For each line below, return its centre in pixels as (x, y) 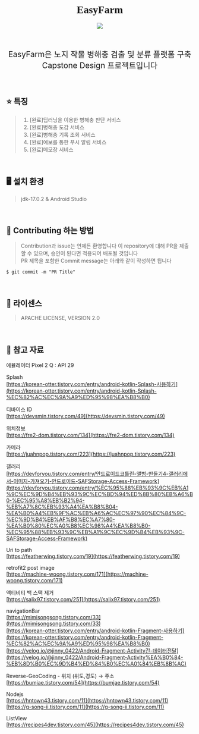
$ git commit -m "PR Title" (41, 272)
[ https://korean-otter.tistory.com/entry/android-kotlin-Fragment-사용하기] (95, 631)
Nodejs (15, 694)
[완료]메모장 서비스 (51, 149)
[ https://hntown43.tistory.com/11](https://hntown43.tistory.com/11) (87, 700)
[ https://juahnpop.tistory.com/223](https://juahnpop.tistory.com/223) (91, 454)
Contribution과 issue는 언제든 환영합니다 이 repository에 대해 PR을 (99, 246)
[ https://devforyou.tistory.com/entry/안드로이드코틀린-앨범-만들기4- (88, 474)
